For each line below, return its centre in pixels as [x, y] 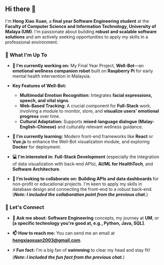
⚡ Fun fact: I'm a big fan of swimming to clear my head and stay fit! [81, 250]
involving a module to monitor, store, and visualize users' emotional [89, 111]
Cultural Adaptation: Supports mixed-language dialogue [78, 122]
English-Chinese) [38, 127]
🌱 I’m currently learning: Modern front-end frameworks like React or [82, 136]
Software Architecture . [36, 169]
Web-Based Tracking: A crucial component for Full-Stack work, [85, 106]
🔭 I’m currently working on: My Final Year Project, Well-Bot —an [78, 66]
